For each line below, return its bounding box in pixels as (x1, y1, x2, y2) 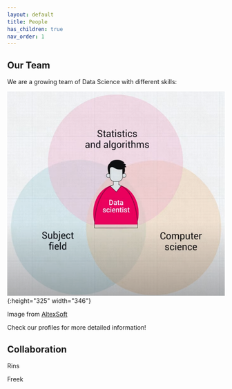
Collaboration (7, 343, 67, 355)
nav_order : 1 (7, 33, 45, 40)
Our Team (7, 59, 50, 71)
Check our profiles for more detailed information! (7, 323, 146, 332)
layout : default (7, 11, 54, 18)
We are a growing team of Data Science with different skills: (7, 78, 177, 86)
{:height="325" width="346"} (7, 297, 92, 305)
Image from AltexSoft (7, 310, 68, 319)
